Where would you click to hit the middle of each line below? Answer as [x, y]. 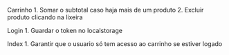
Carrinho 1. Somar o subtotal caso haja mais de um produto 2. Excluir [106, 10]
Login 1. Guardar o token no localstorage [65, 31]
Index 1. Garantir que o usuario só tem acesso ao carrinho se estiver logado [115, 44]
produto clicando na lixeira [45, 17]
